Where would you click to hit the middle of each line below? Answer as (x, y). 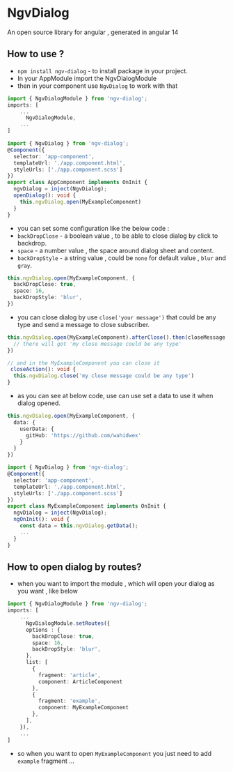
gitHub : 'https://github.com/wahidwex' (83, 435)
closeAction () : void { (43, 370)
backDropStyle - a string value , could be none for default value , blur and (121, 258)
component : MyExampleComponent (83, 708)
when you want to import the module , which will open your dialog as (116, 584)
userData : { (37, 429)
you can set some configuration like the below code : (93, 228)
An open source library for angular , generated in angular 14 (93, 32)
